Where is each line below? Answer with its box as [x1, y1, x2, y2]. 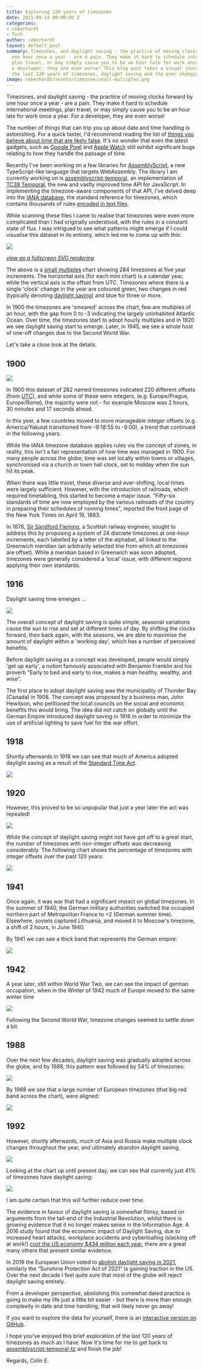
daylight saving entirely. [6, 1277, 65, 1285]
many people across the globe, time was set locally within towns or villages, [6, 454, 195, 462]
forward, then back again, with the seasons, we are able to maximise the [6, 631, 187, 638]
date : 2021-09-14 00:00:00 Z [6, 15, 80, 21]
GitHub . [6, 1320, 25, 1328]
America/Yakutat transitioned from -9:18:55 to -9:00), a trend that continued [6, 423, 196, 431]
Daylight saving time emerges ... [6, 595, 86, 603]
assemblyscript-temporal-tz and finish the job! [6, 1345, 122, 1352]
